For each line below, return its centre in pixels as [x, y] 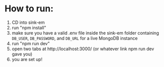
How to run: [29, 9]
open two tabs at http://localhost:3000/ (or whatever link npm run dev [83, 49]
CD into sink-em [28, 22]
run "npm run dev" [31, 43]
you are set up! [27, 59]
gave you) [22, 54]
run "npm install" [29, 27]
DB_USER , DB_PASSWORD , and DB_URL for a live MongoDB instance [75, 38]
